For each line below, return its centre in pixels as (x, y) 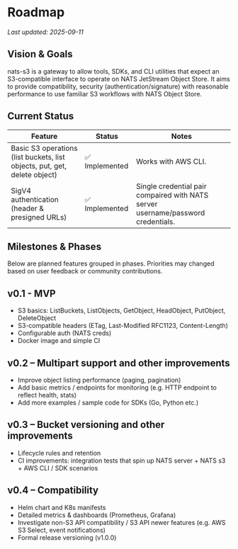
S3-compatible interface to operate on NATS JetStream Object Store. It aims (119, 79)
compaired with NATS (172, 195)
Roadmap (36, 12)
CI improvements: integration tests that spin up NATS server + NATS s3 (121, 460)
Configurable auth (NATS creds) (64, 333)
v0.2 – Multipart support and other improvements (119, 363)
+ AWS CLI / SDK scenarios (58, 468)
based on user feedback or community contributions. (85, 271)
